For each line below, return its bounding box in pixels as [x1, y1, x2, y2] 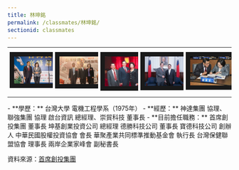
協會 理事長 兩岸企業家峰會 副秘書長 [13, 139, 119, 148]
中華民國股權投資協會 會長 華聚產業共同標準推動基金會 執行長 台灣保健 [15, 130, 222, 139]
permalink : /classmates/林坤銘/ [7, 18, 100, 26]
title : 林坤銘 [7, 11, 46, 18]
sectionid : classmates [7, 26, 75, 33]
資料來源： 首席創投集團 [7, 154, 76, 163]
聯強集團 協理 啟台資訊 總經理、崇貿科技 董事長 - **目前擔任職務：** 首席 [7, 112, 223, 121]
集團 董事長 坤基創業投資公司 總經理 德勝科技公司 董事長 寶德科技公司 [13, 122, 218, 130]
